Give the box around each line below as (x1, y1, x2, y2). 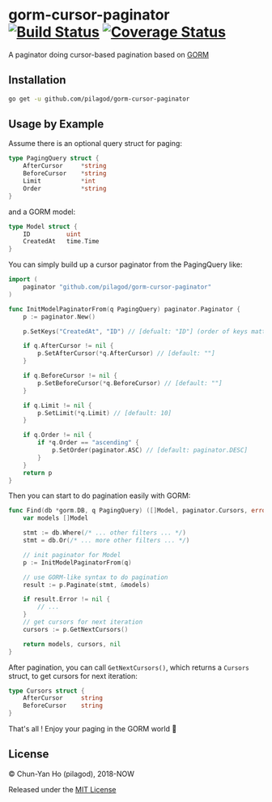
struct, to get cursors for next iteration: (8, 671, 138, 680)
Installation (8, 73, 66, 87)
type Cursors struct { (8, 687, 85, 695)
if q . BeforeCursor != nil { (23, 371, 117, 380)
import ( (8, 276, 38, 284)
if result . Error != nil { (23, 595, 111, 603)
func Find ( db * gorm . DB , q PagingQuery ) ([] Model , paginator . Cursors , (8, 507, 249, 515)
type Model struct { (8, 222, 79, 230)
